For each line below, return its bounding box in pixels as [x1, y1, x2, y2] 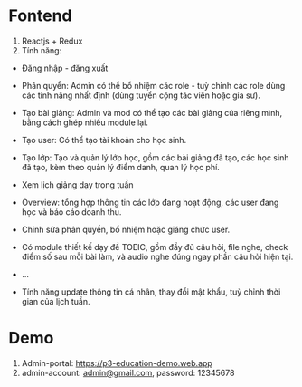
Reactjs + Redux [21, 35, 83, 46]
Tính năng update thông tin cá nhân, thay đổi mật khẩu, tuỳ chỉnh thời [21, 286, 281, 297]
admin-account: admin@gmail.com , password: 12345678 [21, 367, 235, 378]
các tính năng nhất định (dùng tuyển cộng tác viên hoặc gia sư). [21, 90, 261, 101]
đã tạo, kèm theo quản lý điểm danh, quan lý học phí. [21, 161, 221, 172]
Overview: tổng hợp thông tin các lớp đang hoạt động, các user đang [21, 197, 279, 208]
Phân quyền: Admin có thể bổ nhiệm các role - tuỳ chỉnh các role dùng [21, 80, 286, 91]
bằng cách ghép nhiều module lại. [21, 117, 148, 128]
